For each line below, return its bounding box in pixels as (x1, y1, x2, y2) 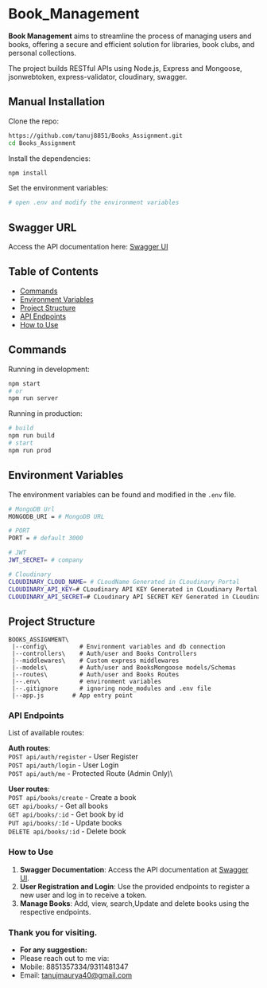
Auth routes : (8, 743, 51, 753)
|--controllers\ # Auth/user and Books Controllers (11, 650, 197, 658)
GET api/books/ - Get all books (8, 802, 109, 811)
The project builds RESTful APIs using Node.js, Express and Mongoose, (8, 63, 242, 73)
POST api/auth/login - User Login (8, 760, 119, 770)
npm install (8, 169, 48, 177)
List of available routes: (8, 728, 85, 738)
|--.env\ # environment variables (11, 678, 161, 686)
